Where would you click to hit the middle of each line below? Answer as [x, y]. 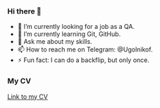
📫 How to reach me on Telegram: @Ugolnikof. [85, 49]
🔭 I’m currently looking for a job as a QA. [76, 27]
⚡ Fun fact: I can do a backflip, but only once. [84, 60]
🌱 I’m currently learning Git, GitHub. [69, 34]
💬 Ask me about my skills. [55, 42]
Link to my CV [27, 96]
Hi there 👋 [25, 11]
